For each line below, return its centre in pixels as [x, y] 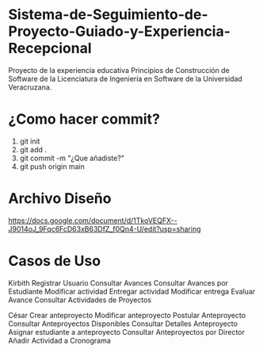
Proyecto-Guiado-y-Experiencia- [120, 31]
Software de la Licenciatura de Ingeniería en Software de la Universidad [126, 79]
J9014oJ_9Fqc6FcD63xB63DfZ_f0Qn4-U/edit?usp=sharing [105, 228]
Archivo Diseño [60, 199]
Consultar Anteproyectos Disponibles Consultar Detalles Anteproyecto [123, 324]
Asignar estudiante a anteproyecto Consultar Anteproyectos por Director [127, 332]
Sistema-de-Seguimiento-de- [108, 15]
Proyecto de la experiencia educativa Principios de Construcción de [119, 70]
